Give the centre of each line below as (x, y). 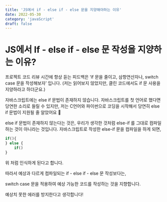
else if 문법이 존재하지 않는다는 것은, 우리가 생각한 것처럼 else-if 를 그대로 (77, 123)
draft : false (19, 24)
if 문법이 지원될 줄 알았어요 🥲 (33, 112)
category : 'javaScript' (30, 19)
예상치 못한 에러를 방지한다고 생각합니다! (44, 194)
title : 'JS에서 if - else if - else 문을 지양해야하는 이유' (63, 10)
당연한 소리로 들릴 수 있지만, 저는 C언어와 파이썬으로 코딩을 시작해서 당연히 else (83, 106)
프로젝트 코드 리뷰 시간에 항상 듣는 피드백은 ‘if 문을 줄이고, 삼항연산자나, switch (82, 77)
